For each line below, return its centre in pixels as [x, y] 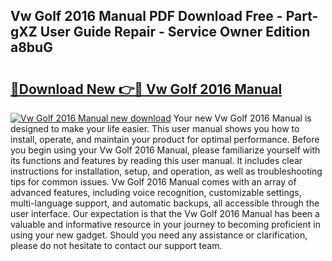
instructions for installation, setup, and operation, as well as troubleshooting [166, 171]
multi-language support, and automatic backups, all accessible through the [165, 203]
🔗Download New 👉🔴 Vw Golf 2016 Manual [146, 89]
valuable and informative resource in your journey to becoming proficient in [165, 224]
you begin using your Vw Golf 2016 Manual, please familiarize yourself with [165, 150]
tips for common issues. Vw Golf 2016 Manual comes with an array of [153, 182]
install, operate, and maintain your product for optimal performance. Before [165, 139]
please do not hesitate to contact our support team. [116, 245]
